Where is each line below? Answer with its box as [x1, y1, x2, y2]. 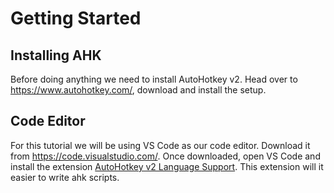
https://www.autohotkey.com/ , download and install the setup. [10, 84, 267, 96]
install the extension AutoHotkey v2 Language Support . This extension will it [10, 160, 324, 172]
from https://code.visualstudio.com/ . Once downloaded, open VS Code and [10, 150, 321, 162]
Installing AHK [10, 47, 102, 64]
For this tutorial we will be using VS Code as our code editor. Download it [10, 139, 311, 151]
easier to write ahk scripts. [10, 171, 120, 183]
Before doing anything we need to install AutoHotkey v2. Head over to [10, 73, 298, 85]
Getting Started [10, 7, 142, 30]
